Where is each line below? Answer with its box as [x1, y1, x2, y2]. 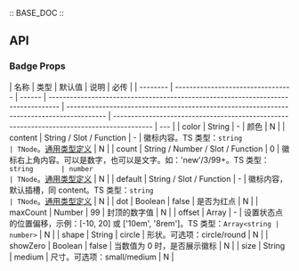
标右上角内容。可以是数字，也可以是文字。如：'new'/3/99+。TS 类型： [9, 154, 270, 165]
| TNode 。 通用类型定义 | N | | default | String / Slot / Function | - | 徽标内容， [9, 173, 287, 184]
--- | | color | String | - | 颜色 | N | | [159, 120, 286, 132]
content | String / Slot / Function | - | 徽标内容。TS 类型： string [9, 132, 243, 143]
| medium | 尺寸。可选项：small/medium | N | [9, 251, 174, 262]
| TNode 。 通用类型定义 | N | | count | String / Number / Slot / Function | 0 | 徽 [9, 143, 290, 154]
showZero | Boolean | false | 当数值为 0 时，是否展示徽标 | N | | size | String [9, 240, 286, 250]
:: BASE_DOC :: [9, 8, 65, 18]
